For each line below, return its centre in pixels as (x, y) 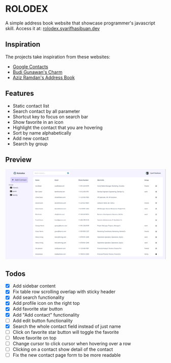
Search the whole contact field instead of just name (67, 326)
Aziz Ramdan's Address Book (44, 77)
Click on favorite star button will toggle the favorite (66, 332)
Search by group (30, 144)
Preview (19, 159)
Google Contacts (30, 66)
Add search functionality (38, 297)
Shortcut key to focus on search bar (50, 116)
